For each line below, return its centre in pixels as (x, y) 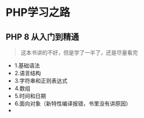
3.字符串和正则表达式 (41, 81)
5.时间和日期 (30, 96)
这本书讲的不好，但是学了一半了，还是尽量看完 (79, 53)
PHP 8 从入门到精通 (43, 37)
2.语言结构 (28, 73)
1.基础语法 (27, 65)
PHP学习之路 (38, 12)
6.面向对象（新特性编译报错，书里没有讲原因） (73, 103)
